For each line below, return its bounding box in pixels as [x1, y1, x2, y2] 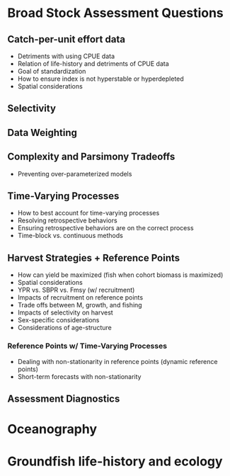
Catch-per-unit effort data [7, 33, 126, 45]
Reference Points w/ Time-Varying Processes [7, 341, 168, 351]
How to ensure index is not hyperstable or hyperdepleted [17, 74, 184, 83]
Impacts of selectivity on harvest [17, 308, 113, 317]
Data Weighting [7, 126, 78, 139]
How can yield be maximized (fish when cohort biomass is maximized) [17, 271, 224, 279]
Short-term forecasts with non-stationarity [17, 372, 142, 380]
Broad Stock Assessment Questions [7, 5, 224, 21]
